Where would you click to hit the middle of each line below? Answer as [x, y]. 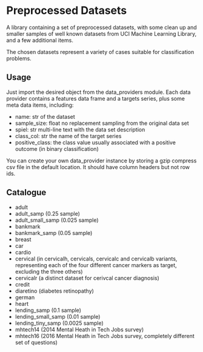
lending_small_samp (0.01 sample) [58, 316]
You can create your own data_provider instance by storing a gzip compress [101, 161]
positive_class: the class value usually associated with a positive [95, 142]
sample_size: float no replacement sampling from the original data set [102, 123]
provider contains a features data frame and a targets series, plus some [95, 98]
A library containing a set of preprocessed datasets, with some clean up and [101, 27]
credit [22, 284]
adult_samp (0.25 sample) [48, 213]
